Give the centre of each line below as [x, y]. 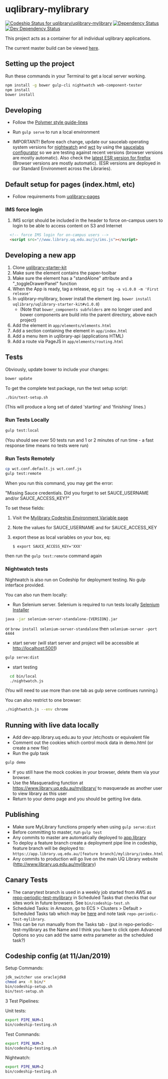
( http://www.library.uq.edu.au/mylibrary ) [54, 864]
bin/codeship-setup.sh [29, 987]
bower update [19, 378]
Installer [21, 610]
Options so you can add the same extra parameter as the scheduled [82, 935]
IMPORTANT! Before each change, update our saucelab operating [80, 142]
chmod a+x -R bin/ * [26, 982]
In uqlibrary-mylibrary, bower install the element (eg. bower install [82, 298]
